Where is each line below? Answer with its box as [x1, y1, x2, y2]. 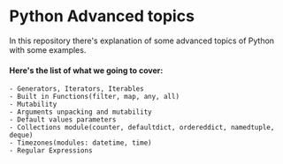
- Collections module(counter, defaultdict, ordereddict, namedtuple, [9, 123, 275, 132]
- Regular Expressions [9, 146, 93, 155]
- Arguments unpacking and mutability [9, 108, 152, 116]
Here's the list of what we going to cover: [9, 64, 164, 76]
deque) [9, 130, 34, 140]
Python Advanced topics [9, 6, 195, 26]
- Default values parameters [9, 116, 117, 124]
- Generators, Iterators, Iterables [9, 85, 144, 93]
